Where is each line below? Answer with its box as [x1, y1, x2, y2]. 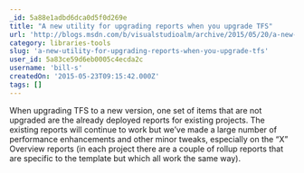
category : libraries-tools [9, 38, 111, 48]
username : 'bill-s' [9, 64, 83, 73]
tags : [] [9, 80, 43, 89]
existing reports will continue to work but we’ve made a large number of [9, 123, 278, 135]
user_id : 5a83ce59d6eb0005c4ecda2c [9, 55, 144, 64]
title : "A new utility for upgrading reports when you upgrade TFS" [9, 22, 273, 31]
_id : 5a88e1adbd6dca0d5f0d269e [9, 13, 128, 23]
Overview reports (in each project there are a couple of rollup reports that [9, 143, 284, 154]
